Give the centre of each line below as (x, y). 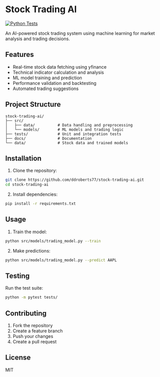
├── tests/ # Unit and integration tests (63, 134)
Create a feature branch (38, 331)
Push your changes (33, 336)
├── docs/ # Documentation (49, 138)
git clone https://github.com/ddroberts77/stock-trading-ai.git (75, 180)
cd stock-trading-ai (27, 185)
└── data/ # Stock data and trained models (67, 143)
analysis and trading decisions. (38, 39)
